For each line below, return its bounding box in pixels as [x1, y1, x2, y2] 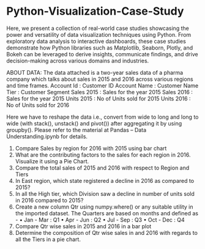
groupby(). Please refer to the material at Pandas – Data [6, 126, 147, 133]
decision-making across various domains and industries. [6, 57, 149, 64]
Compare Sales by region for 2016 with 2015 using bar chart [15, 144, 167, 152]
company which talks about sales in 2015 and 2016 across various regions [6, 75, 194, 83]
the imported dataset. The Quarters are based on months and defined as [15, 209, 199, 217]
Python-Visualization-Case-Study [6, 4, 184, 18]
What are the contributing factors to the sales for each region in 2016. [15, 151, 191, 158]
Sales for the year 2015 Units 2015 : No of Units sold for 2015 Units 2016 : [6, 95, 191, 102]
